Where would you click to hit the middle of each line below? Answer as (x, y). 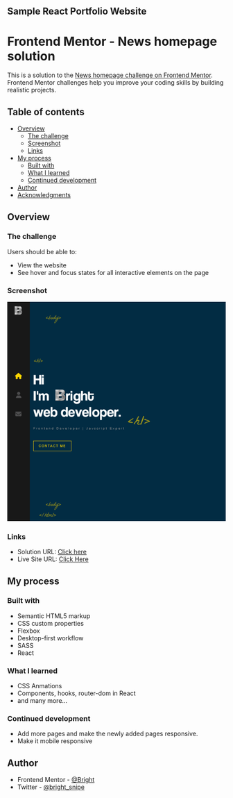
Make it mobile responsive (55, 741)
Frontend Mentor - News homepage (112, 41)
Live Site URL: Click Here (53, 559)
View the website (42, 265)
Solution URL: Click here (52, 552)
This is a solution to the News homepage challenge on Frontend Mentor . (110, 75)
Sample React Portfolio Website (77, 11)
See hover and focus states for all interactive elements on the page (113, 272)
